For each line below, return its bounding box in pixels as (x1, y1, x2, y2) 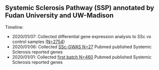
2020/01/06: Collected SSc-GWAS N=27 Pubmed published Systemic (12, 43, 152, 50)
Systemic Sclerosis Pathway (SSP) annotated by (5, 4, 155, 12)
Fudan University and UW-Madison (5, 12, 114, 20)
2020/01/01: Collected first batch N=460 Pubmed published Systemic (12, 54, 152, 60)
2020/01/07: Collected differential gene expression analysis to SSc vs (12, 33, 152, 39)
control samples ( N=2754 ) (12, 39, 65, 44)
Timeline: (5, 24, 24, 30)
